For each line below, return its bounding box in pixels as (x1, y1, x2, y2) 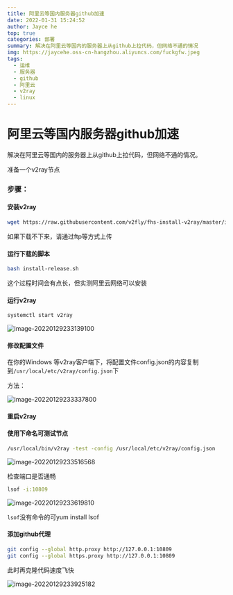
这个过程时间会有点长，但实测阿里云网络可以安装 (7, 279, 147, 287)
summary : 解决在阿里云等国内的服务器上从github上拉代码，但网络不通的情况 (7, 42, 199, 49)
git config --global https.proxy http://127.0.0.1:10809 (7, 552, 175, 560)
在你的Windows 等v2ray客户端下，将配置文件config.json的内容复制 (7, 358, 199, 366)
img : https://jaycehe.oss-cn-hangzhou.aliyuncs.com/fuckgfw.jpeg (7, 49, 200, 56)
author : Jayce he (7, 23, 58, 30)
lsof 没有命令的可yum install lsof (7, 512, 99, 521)
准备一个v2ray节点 (7, 165, 60, 174)
